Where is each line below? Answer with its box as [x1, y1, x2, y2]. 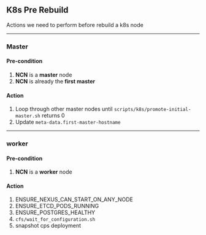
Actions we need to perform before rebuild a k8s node [6, 21, 144, 28]
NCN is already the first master [15, 77, 96, 85]
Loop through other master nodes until [15, 106, 113, 113]
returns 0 [42, 112, 66, 119]
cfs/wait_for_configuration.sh [15, 217, 96, 223]
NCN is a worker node [15, 168, 72, 175]
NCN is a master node [15, 71, 72, 79]
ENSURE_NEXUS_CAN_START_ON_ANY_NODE [15, 196, 134, 203]
